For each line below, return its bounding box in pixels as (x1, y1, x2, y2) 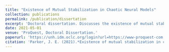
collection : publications (5, 12, 59, 17)
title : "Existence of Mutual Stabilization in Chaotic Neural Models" (5, 7, 156, 12)
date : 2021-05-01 (5, 26, 42, 31)
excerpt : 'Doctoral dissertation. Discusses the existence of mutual (5, 21, 154, 26)
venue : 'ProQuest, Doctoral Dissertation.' (5, 30, 98, 35)
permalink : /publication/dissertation (5, 16, 87, 21)
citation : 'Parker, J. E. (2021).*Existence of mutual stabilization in (5, 40, 161, 45)
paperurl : (5, 35, 26, 40)
